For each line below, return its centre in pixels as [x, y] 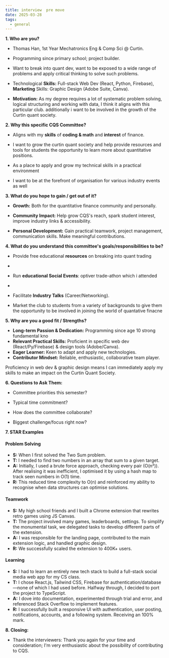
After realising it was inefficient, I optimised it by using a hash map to [84, 471]
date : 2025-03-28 [24, 15]
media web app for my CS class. [46, 577]
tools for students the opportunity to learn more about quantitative [82, 150]
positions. [23, 155]
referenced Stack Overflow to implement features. [65, 604]
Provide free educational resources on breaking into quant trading [82, 256]
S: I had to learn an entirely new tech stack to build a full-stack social [85, 571]
